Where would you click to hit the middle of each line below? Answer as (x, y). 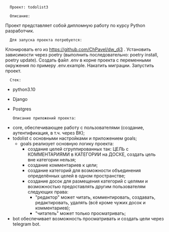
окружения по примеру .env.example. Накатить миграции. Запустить (80, 65)
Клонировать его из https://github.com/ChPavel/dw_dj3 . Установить (78, 49)
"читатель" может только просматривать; (80, 213)
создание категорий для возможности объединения (84, 170)
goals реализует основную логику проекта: (67, 143)
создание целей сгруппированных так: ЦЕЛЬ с (78, 149)
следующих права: (48, 192)
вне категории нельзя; (52, 160)
